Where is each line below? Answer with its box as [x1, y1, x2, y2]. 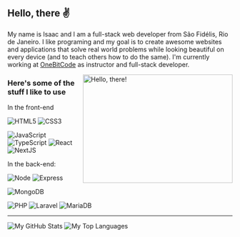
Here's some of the [7, 78, 75, 88]
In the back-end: [7, 160, 56, 168]
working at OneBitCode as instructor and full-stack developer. [7, 60, 190, 69]
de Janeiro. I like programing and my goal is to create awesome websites [7, 37, 223, 46]
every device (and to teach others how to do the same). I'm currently [7, 52, 210, 61]
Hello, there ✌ [7, 7, 70, 19]
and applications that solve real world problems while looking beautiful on [7, 45, 224, 54]
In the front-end [7, 104, 54, 112]
